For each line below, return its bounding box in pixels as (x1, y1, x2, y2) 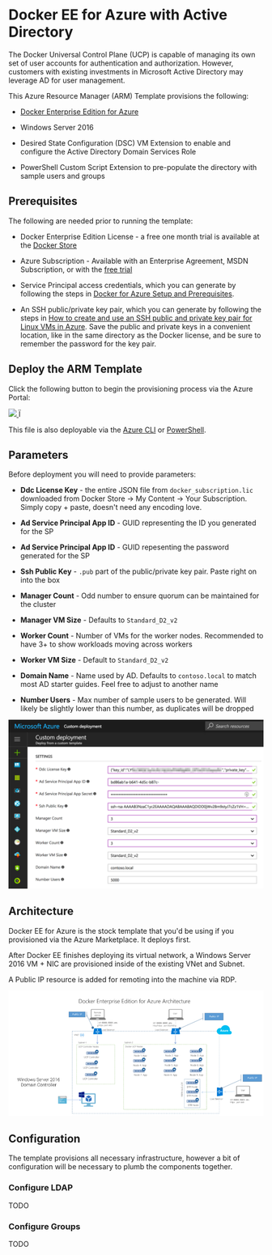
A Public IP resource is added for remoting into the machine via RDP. (8, 974, 237, 984)
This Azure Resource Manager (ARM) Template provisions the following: (8, 91, 249, 100)
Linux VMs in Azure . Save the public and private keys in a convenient (19, 321, 251, 331)
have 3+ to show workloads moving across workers (19, 639, 193, 649)
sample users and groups (19, 171, 105, 180)
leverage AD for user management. (8, 75, 125, 85)
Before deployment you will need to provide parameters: (8, 469, 197, 479)
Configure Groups (8, 1220, 81, 1232)
